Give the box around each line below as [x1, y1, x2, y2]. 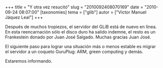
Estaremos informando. [5, 58, 53, 64]
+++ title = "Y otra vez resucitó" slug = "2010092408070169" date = [5, 4, 143, 10]
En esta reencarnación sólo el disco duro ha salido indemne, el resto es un [5, 29, 156, 34]
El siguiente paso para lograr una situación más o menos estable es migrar [5, 44, 156, 49]
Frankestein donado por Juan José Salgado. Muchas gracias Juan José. [5, 34, 151, 40]
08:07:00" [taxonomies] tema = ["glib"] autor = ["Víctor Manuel [19, 9, 147, 15]
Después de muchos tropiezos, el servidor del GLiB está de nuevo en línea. [5, 24, 157, 30]
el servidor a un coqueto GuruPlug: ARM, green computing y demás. [5, 49, 143, 54]
